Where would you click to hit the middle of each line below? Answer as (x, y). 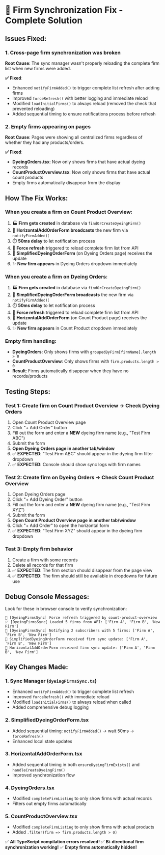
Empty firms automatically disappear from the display (66, 183)
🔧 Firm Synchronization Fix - (64, 10)
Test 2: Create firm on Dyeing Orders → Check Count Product (80, 477)
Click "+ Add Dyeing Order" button (47, 499)
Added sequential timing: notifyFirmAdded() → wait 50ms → (73, 731)
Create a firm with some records (45, 560)
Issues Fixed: (26, 39)
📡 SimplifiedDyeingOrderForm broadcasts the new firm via (73, 295)
